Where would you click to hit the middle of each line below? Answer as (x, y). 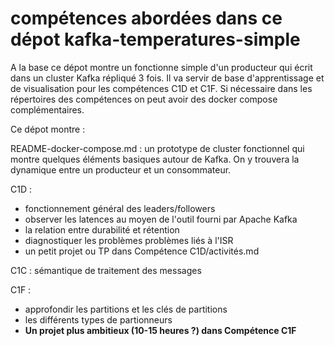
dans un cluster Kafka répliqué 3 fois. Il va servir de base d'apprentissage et (167, 78)
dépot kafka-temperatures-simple (155, 39)
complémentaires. (47, 109)
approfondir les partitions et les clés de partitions (126, 309)
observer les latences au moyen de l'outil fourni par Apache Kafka (161, 219)
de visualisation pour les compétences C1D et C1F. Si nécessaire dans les (161, 88)
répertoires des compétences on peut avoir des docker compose (144, 99)
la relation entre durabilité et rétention (102, 229)
